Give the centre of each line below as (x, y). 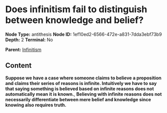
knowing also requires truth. (36, 105)
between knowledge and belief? (75, 20)
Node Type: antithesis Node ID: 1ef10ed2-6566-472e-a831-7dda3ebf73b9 (83, 34)
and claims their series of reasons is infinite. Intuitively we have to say (81, 83)
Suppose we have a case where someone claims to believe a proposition (83, 78)
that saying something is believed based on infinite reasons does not (80, 89)
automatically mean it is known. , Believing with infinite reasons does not (83, 94)
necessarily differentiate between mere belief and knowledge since (78, 99)
